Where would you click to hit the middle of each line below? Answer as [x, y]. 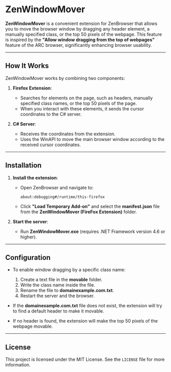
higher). [28, 237]
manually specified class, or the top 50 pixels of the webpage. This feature [83, 34]
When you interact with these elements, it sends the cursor [82, 108]
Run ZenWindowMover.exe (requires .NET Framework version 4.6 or [93, 231]
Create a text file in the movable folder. [61, 280]
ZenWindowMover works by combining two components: [65, 78]
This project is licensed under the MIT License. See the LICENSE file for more [85, 359]
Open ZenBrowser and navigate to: [57, 187]
